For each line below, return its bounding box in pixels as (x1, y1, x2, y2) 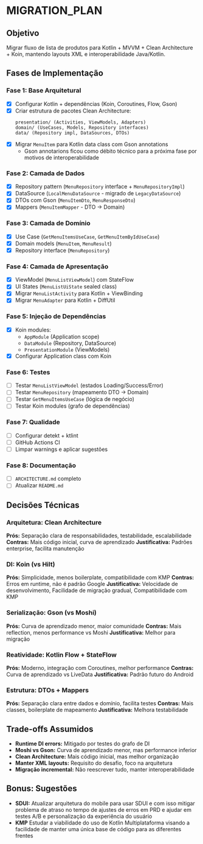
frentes (15, 832, 33, 839)
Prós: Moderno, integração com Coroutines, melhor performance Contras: (6, 664, 194, 671)
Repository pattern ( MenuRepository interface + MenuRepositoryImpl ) (15, 183, 185, 190)
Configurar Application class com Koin (15, 352, 112, 360)
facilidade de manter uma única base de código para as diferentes (15, 825, 182, 832)
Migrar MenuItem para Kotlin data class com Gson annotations (15, 141, 168, 148)
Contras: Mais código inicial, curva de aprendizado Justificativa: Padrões (6, 539, 193, 546)
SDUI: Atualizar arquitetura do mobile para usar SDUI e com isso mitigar (15, 800, 196, 807)
